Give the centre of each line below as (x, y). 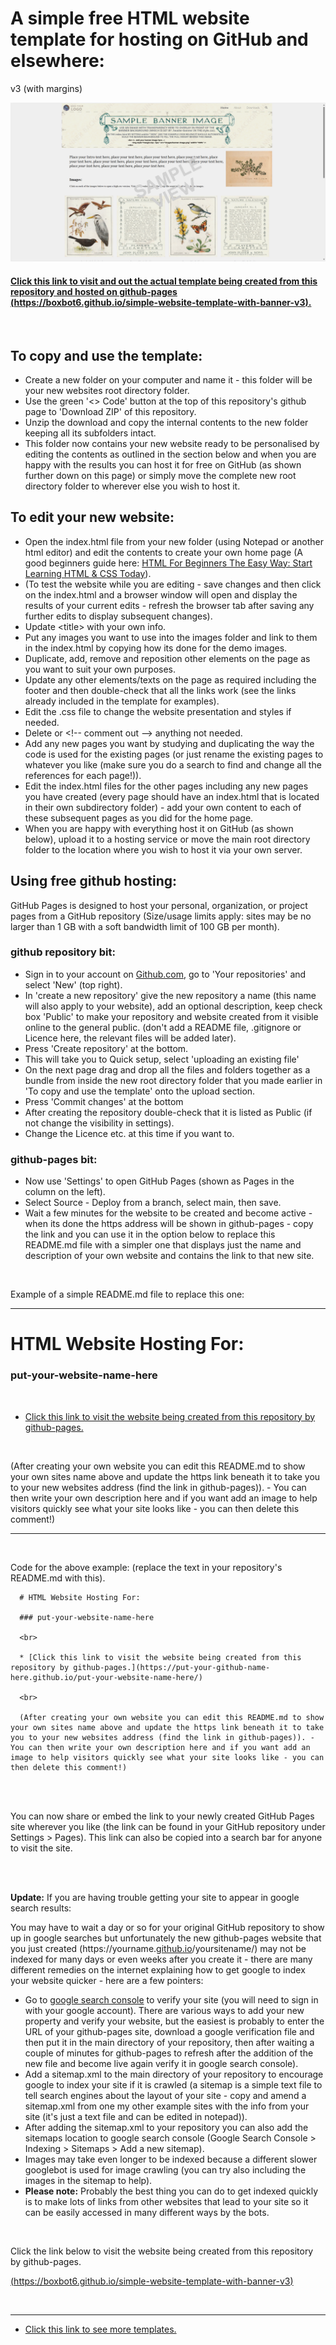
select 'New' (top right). (73, 984)
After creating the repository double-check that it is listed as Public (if (168, 1112)
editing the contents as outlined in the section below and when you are (170, 454)
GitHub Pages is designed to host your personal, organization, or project (159, 905)
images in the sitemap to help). (88, 2180)
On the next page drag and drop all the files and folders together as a (167, 1069)
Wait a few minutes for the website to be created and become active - (168, 1213)
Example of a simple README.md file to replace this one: (127, 1294)
